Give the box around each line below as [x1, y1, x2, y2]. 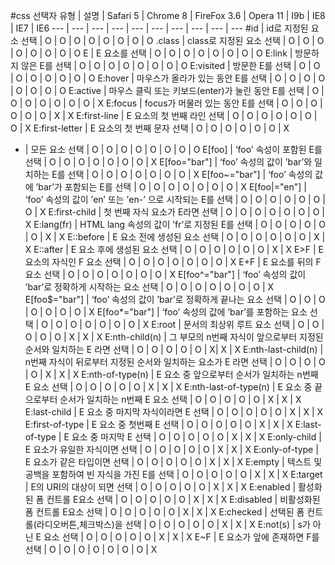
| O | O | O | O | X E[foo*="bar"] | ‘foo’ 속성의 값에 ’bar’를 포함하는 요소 [24, 306, 308, 318]
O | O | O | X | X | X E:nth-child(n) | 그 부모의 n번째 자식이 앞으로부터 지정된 [24, 331, 324, 343]
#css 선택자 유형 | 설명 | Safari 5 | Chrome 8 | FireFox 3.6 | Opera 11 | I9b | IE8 [10, 10, 326, 21]
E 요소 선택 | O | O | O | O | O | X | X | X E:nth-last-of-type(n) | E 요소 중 [24, 381, 313, 393]
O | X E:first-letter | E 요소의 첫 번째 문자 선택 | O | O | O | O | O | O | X [10, 122, 290, 134]
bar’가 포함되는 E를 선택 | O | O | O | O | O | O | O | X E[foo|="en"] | [38, 181, 307, 193]
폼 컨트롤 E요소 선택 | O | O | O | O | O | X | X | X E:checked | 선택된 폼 [24, 506, 305, 518]
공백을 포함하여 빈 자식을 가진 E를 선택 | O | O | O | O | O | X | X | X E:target [24, 469, 323, 480]
